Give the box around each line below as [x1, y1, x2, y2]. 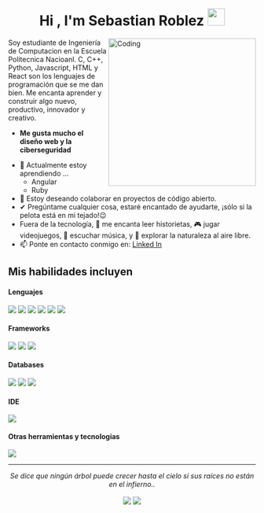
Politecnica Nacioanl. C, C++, [8, 54, 104, 64]
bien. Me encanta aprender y [8, 87, 102, 98]
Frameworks [8, 323, 50, 334]
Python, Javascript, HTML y [8, 63, 98, 72]
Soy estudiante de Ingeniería [8, 38, 101, 47]
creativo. [8, 113, 37, 122]
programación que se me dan [8, 79, 104, 89]
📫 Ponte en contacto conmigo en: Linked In [19, 239, 163, 249]
